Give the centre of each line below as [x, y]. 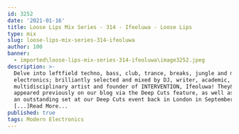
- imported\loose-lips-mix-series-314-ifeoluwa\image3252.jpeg [109, 60]
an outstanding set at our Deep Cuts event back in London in [108, 100]
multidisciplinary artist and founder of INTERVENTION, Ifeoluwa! [114, 86]
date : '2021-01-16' [36, 21]
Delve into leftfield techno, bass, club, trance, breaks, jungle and [121, 73]
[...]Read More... [41, 106]
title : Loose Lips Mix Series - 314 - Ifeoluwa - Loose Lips [100, 27]
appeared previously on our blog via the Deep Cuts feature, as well [119, 93]
